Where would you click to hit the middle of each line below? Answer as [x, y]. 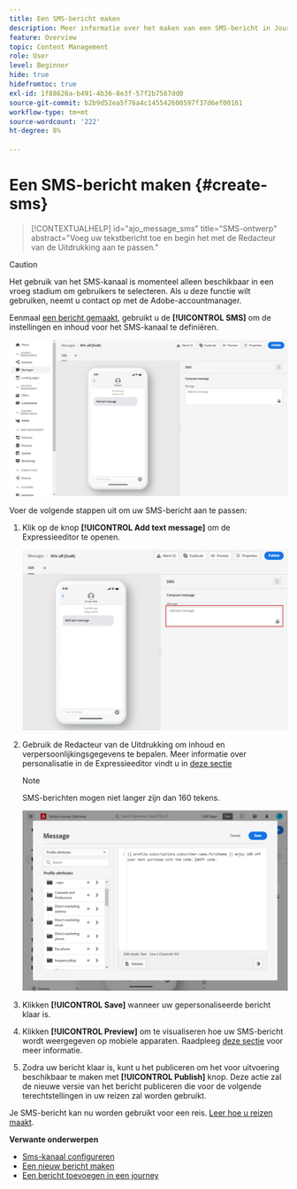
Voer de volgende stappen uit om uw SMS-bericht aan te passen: [128, 510]
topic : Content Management [59, 47]
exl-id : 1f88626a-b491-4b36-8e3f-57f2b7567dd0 [96, 93]
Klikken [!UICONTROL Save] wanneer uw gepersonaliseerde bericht [146, 1005]
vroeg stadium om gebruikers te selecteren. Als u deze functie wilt [130, 291]
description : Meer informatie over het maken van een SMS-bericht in [140, 28]
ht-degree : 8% [35, 131]
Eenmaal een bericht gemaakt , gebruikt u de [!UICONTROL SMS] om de [140, 317]
